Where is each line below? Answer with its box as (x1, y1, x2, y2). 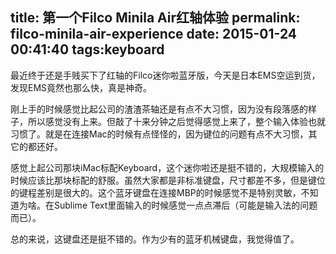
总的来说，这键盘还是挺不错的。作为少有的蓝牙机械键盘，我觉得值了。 (10, 233, 300, 245)
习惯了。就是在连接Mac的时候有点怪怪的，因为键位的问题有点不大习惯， (10, 128, 309, 140)
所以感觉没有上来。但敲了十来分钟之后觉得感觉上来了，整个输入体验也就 (27, 115, 326, 127)
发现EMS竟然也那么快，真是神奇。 (10, 81, 153, 93)
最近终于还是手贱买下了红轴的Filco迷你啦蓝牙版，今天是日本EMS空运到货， (10, 69, 321, 81)
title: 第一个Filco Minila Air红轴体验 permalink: (10, 9, 301, 27)
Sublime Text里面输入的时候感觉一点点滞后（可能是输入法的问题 (53, 199, 318, 211)
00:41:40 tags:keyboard (10, 41, 165, 58)
